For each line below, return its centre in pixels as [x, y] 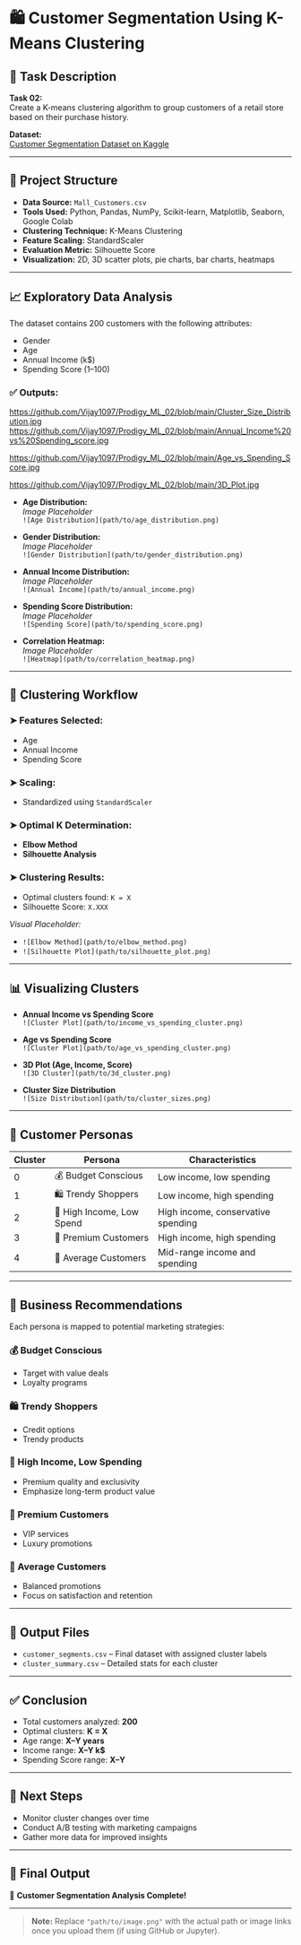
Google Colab [47, 221]
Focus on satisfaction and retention [87, 1596]
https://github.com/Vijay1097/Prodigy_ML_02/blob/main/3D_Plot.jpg [134, 484]
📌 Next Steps [46, 1797]
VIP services [45, 1534]
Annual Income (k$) [59, 360]
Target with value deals [65, 1373]
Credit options [48, 1429]
